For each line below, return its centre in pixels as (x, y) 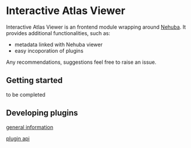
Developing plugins (42, 113)
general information (30, 127)
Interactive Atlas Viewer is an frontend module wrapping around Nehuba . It (96, 27)
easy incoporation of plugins (49, 50)
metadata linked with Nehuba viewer (58, 44)
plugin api (18, 138)
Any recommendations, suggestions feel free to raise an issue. (81, 62)
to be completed (26, 94)
